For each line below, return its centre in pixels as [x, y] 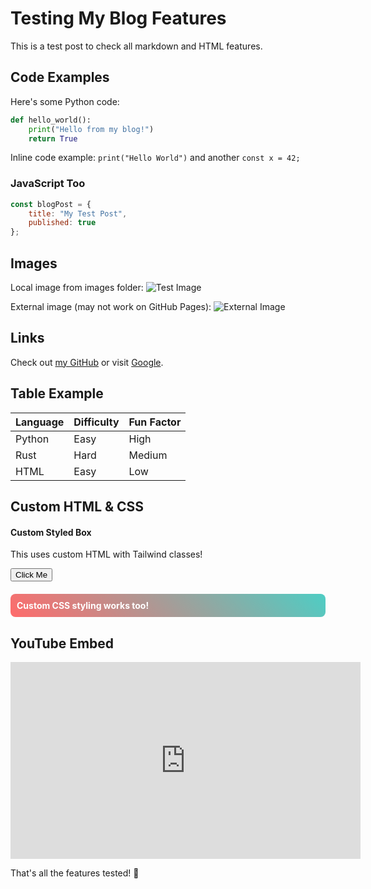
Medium [148, 455]
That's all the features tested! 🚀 [75, 873]
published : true [62, 223]
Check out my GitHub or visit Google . [87, 362]
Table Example [57, 393]
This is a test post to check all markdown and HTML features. [136, 46]
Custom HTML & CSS [77, 506]
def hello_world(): [51, 120]
